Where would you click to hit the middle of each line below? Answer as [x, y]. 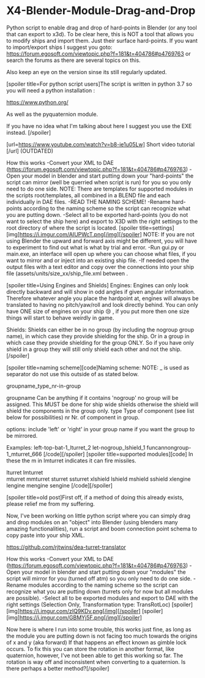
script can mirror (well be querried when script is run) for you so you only [99, 182]
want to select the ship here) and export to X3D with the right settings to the [102, 221]
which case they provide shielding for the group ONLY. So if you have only [100, 342]
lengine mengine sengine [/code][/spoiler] [60, 485]
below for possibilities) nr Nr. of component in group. [73, 417]
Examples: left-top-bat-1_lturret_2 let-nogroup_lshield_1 [76, 447]
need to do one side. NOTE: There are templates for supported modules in [100, 189]
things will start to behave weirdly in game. [60, 318]
